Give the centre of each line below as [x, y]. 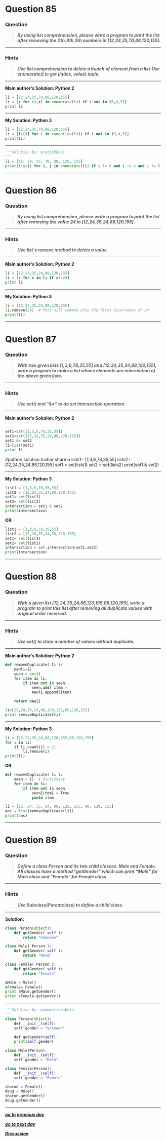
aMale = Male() [21, 983]
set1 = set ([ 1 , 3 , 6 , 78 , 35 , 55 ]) [34, 432]
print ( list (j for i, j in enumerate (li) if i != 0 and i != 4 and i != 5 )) [85, 166]
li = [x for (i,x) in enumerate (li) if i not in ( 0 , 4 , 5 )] [66, 102]
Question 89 [31, 840]
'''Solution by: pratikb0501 [35, 152]
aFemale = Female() [24, 987]
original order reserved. [42, 613]
